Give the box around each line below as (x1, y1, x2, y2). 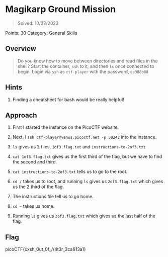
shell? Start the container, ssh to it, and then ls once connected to (17, 63, 154, 69)
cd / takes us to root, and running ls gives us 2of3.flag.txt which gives (12, 179, 163, 185)
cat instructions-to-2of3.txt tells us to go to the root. (12, 168, 128, 175)
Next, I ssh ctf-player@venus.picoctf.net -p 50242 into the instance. (12, 134, 157, 140)
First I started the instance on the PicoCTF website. (12, 124, 119, 130)
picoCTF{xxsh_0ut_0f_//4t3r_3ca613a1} (5, 246, 87, 252)
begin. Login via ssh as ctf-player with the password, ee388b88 (17, 68, 148, 74)
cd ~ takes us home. (12, 203, 55, 209)
